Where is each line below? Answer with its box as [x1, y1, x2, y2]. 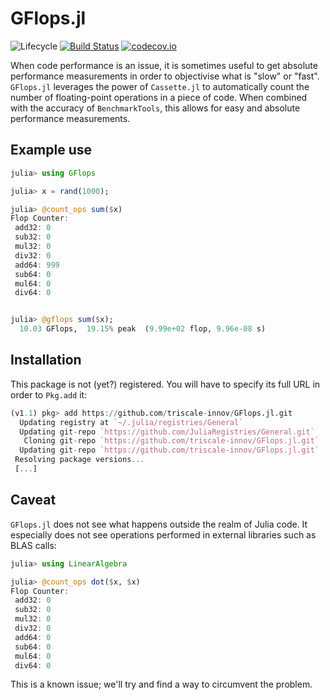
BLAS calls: [10, 539, 57, 551]
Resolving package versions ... [14, 455, 145, 465]
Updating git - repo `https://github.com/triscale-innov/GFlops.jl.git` [19, 445, 320, 456]
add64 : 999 [14, 260, 60, 270]
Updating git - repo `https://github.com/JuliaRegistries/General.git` [19, 427, 315, 437]
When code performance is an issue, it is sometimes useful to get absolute [10, 59, 318, 71]
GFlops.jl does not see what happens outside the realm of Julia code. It [10, 518, 308, 530]
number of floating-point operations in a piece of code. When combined [10, 91, 308, 103]
